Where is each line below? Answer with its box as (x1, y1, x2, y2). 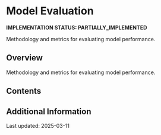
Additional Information (6, 106, 91, 116)
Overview (6, 53, 43, 63)
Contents (6, 86, 42, 96)
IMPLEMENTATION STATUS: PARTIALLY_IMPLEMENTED (6, 24, 147, 31)
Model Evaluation (6, 4, 94, 18)
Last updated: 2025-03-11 (6, 122, 70, 129)
